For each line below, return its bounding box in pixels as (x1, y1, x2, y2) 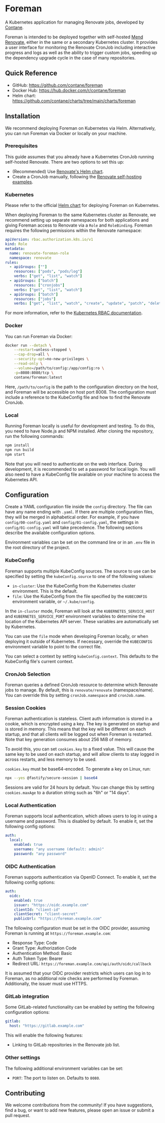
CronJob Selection (5, 670, 51, 677)
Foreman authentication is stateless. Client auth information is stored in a (5, 716, 153, 721)
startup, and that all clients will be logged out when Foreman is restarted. (5, 731, 153, 737)
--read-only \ (14, 361, 43, 366)
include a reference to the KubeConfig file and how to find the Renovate (5, 394, 151, 400)
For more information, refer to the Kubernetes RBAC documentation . (5, 310, 143, 316)
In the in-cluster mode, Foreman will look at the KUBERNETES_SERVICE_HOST (5, 608, 155, 614)
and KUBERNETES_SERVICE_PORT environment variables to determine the (5, 613, 146, 619)
